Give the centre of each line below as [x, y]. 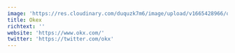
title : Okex [24, 20]
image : [17, 13]
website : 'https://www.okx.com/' [56, 33]
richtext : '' [26, 26]
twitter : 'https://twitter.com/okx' [60, 39]
